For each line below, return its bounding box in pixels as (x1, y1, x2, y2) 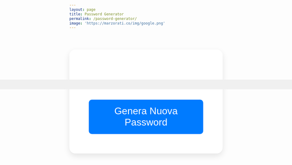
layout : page (69, 7, 96, 12)
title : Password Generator (69, 12, 124, 17)
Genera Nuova (114, 105, 178, 117)
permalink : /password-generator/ (69, 16, 137, 21)
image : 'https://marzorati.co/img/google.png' (69, 20, 165, 26)
